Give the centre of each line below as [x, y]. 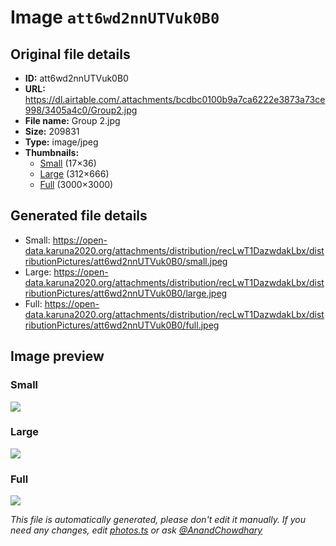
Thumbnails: [52, 152]
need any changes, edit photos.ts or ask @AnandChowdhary [136, 530]
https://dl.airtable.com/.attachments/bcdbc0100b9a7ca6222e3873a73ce [175, 99]
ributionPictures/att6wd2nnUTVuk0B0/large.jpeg [126, 293]
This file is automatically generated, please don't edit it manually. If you [158, 520]
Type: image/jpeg [61, 142]
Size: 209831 [52, 131]
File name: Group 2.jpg [72, 120]
